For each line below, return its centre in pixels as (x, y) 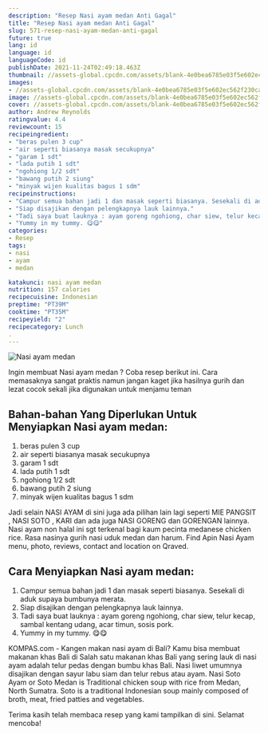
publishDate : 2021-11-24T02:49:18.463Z (75, 68)
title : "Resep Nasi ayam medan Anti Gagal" (82, 23)
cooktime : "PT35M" (39, 312)
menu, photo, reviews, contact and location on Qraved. (99, 547)
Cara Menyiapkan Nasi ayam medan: (101, 571)
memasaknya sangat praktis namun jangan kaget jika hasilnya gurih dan (126, 381)
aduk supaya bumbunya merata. (73, 599)
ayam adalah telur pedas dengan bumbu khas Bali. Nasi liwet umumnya (125, 665)
